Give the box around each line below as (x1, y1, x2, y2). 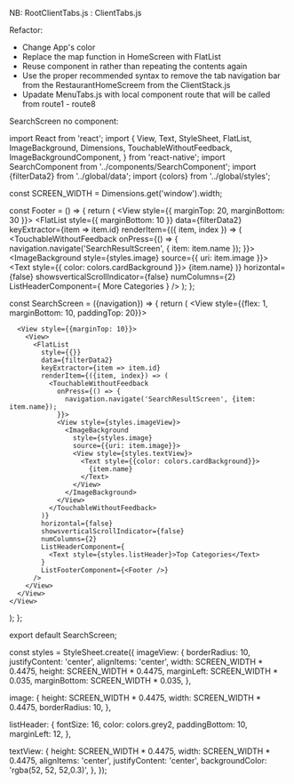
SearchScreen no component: (9, 116, 119, 126)
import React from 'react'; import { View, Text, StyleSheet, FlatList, (9, 133, 252, 143)
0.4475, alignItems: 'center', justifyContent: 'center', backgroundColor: (9, 756, 267, 765)
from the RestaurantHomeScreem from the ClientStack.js (21, 80, 231, 90)
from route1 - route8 (21, 99, 96, 109)
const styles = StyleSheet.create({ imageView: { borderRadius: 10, (9, 647, 250, 657)
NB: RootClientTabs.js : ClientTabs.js (9, 8, 142, 18)
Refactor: (9, 25, 43, 35)
